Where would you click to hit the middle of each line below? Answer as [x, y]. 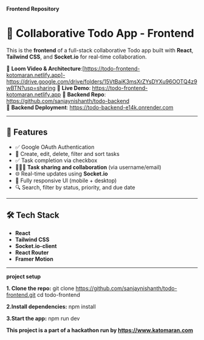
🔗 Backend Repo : [84, 94]
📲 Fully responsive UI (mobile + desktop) [66, 180]
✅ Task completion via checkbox [56, 160]
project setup [24, 276]
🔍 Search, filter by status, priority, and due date [75, 187]
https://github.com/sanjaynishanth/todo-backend [68, 101]
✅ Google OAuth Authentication [55, 147]
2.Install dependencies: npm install [51, 306]
